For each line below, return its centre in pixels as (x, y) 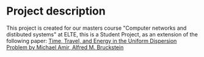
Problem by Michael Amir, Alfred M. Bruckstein (65, 47)
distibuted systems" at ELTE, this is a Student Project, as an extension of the (102, 34)
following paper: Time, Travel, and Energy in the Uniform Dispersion (92, 41)
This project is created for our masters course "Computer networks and (97, 28)
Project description (56, 11)
